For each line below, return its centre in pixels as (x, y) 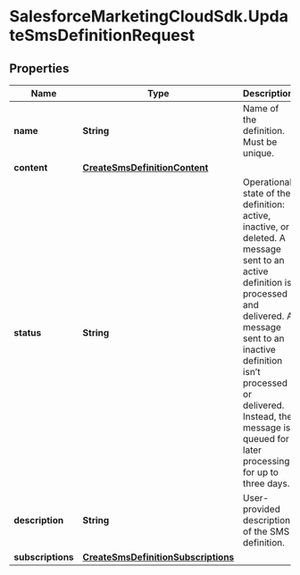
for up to (261, 472)
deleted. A (264, 238)
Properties (39, 68)
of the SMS (266, 531)
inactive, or (266, 227)
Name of (261, 108)
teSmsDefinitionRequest (102, 35)
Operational (267, 182)
